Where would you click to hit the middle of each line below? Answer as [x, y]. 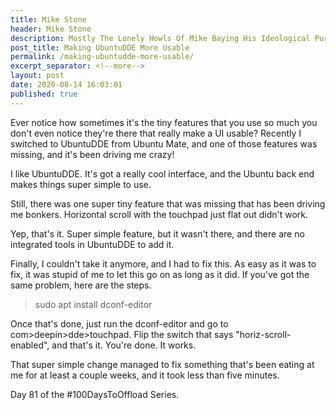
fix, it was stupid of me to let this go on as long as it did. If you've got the [160, 274]
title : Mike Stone [48, 19]
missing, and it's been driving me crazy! [92, 154]
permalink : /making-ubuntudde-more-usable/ [102, 57]
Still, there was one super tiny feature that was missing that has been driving [168, 203]
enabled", [30, 345]
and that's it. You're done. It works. [124, 345]
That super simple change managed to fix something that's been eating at [162, 364]
